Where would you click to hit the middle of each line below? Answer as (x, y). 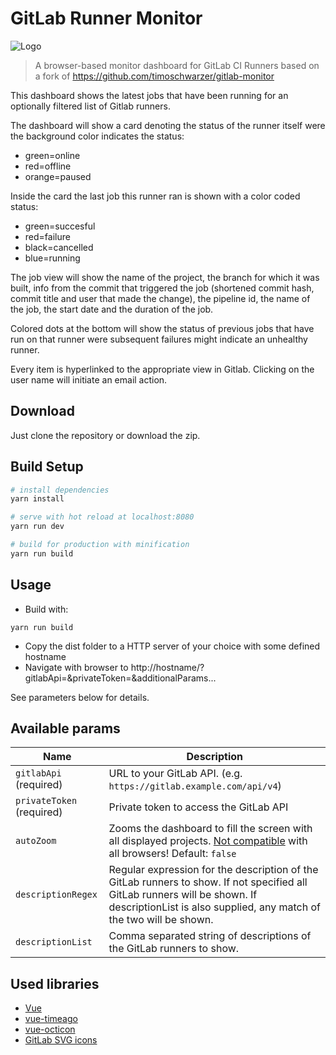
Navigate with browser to (76, 667)
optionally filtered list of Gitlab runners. (90, 106)
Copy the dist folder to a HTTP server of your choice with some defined (172, 646)
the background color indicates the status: (97, 136)
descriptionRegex (56, 895)
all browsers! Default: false (172, 854)
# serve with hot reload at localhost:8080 (102, 517)
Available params (65, 728)
